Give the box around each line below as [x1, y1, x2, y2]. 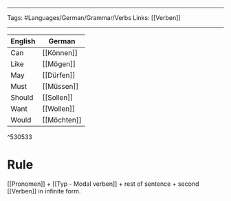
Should [10, 93, 34, 102]
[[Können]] [42, 48, 78, 57]
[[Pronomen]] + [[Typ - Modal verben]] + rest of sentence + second [7, 180, 199, 188]
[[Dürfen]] [42, 70, 76, 80]
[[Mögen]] [42, 59, 76, 69]
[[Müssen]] [42, 82, 79, 91]
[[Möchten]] [42, 115, 82, 125]
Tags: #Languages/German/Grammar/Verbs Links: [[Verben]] [7, 14, 181, 21]
